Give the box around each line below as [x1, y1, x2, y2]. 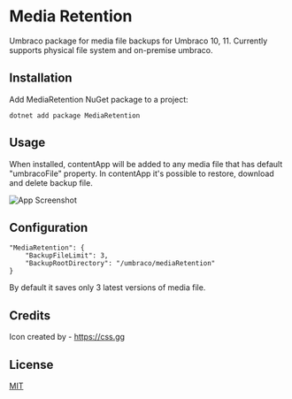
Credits [9, 308, 51, 323]
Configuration [9, 219, 88, 235]
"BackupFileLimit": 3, [25, 251, 109, 260]
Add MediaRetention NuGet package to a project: [9, 94, 188, 104]
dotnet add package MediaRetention [9, 111, 141, 120]
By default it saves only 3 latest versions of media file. [9, 282, 206, 293]
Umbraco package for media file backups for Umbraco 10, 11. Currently [9, 35, 268, 46]
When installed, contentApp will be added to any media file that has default [9, 158, 283, 169]
